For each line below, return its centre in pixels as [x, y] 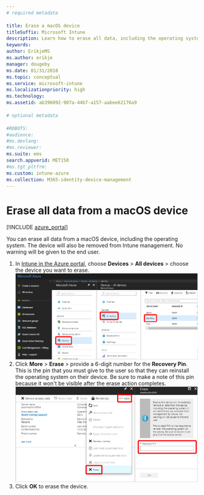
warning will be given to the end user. [53, 252]
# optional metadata [32, 116]
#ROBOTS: [17, 128]
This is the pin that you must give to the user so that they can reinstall [102, 370]
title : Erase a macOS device [43, 26]
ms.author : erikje [29, 58]
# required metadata [32, 13]
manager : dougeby [28, 64]
